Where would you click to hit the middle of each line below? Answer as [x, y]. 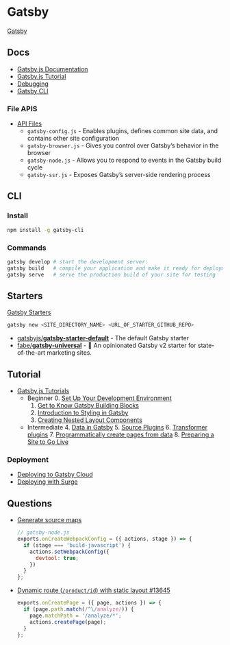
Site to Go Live [48, 442]
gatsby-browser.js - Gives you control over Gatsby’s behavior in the [123, 145]
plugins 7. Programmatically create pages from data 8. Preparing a [120, 435]
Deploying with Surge [47, 482]
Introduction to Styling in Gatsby [83, 413]
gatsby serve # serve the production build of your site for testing [111, 274]
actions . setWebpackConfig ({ [69, 552]
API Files [29, 124]
